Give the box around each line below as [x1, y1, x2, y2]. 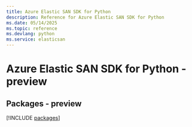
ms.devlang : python [6, 31, 55, 37]
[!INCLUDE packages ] [6, 114, 60, 121]
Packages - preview [6, 98, 82, 109]
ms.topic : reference [6, 25, 58, 32]
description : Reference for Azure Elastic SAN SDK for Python [6, 14, 164, 20]
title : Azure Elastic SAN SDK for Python [6, 8, 111, 15]
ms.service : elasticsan [6, 36, 66, 42]
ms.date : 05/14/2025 [6, 20, 58, 26]
